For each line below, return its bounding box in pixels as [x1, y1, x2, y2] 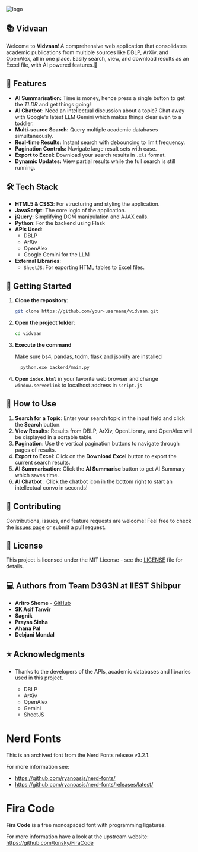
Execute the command [14, 342, 72, 348]
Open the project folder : [14, 319, 75, 327]
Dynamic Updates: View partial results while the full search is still [14, 158, 176, 165]
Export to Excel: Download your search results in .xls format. [14, 151, 166, 158]
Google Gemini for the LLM [23, 251, 90, 258]
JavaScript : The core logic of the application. [14, 207, 126, 214]
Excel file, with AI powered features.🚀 [6, 61, 98, 68]
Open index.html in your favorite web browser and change [14, 375, 158, 382]
